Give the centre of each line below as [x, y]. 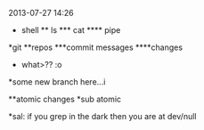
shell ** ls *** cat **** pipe [71, 30]
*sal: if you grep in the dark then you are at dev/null [102, 116]
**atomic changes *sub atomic [65, 99]
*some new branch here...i [57, 82]
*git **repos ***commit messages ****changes [96, 47]
